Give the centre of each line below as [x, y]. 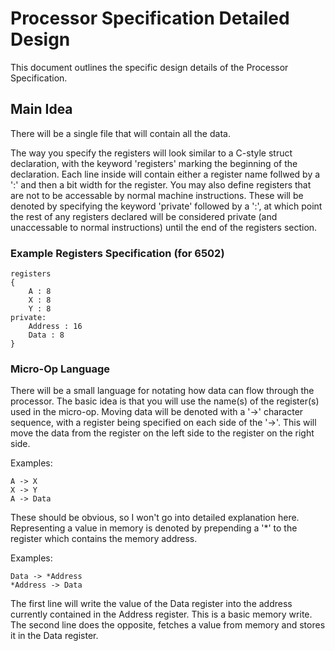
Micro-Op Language [60, 369]
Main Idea [41, 109]
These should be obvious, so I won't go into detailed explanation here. [155, 518]
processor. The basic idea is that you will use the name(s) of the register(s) [165, 401]
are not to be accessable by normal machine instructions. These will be [157, 195]
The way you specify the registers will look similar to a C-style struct [151, 153]
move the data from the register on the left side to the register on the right [162, 433]
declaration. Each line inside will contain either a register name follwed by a [165, 174]
